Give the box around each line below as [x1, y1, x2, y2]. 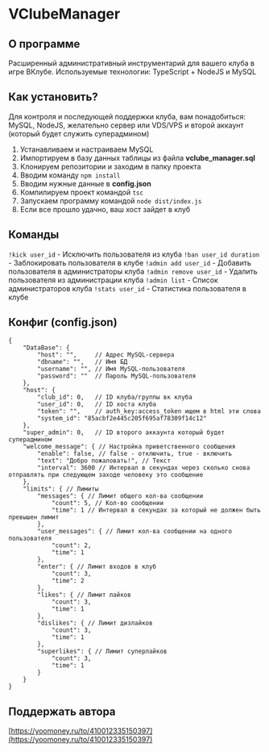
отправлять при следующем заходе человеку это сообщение [8, 471, 204, 479]
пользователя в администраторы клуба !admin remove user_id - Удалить [8, 266, 258, 276]
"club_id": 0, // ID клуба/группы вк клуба [37, 393, 193, 402]
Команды [8, 228, 60, 242]
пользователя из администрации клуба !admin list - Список [8, 275, 219, 285]
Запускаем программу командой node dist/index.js [19, 195, 202, 206]
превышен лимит [8, 513, 60, 521]
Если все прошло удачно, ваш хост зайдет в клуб [19, 204, 191, 214]
